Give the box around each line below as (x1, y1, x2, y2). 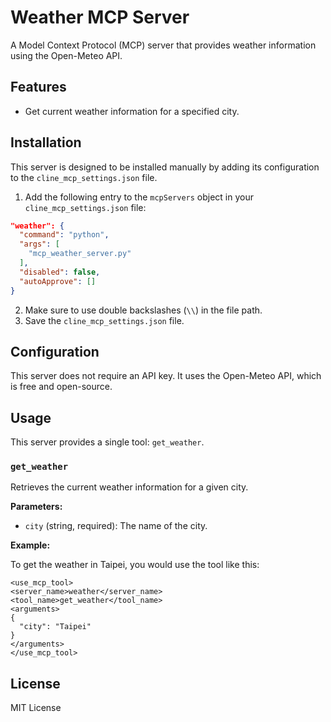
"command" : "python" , (19, 230, 110, 240)
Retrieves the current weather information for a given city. (10, 481, 249, 493)
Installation (10, 134, 82, 151)
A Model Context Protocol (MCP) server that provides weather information (10, 39, 317, 51)
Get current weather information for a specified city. (24, 105, 240, 117)
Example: (10, 539, 51, 551)
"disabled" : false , (19, 267, 101, 277)
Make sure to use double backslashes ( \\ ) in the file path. (24, 304, 263, 316)
